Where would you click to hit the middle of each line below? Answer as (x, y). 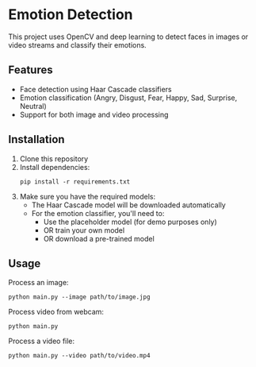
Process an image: (38, 283)
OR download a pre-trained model (99, 238)
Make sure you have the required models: (88, 196)
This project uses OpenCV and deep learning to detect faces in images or (128, 37)
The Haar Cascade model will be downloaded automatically (128, 205)
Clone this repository (54, 158)
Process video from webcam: (56, 312)
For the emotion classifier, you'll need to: (98, 213)
